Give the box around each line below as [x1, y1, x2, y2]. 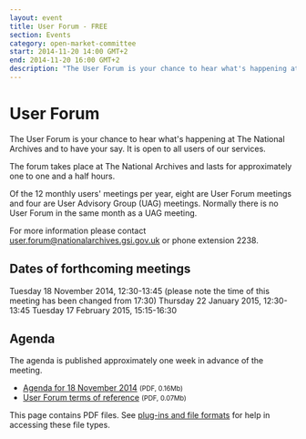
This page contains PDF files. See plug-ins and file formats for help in [9, 410, 270, 421]
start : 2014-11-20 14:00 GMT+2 [9, 47, 128, 56]
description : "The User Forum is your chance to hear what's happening [9, 65, 287, 74]
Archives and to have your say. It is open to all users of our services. [9, 143, 266, 154]
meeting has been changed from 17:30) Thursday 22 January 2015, [9, 295, 261, 306]
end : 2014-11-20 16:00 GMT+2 [9, 56, 120, 65]
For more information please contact [9, 225, 147, 236]
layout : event [9, 13, 64, 23]
